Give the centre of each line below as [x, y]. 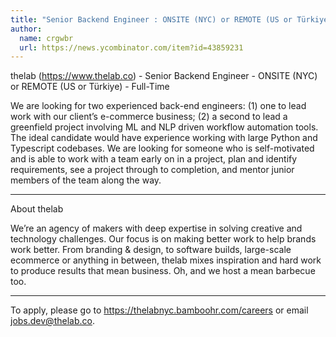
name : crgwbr [46, 38]
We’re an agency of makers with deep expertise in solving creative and [156, 228]
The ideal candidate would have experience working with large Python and [164, 138]
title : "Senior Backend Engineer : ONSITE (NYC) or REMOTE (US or [151, 19]
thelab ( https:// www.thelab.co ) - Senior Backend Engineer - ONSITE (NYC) [164, 76]
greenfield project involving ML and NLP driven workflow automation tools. [164, 127]
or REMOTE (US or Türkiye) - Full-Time [90, 87]
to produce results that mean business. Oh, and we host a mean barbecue [163, 271]
